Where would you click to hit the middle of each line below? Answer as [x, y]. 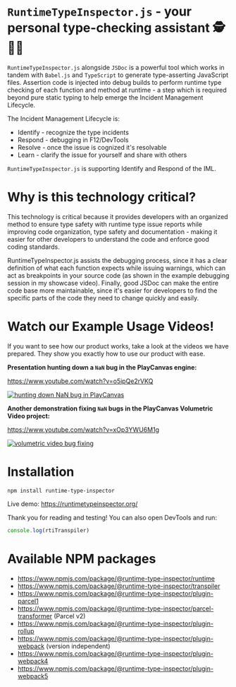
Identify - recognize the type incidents [73, 132]
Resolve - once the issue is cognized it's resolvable [92, 147]
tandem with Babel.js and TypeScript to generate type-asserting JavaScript [118, 75]
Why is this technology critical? [101, 197]
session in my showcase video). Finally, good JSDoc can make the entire [113, 283]
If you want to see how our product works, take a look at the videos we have [118, 346]
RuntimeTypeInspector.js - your [100, 12]
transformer [35, 616]
